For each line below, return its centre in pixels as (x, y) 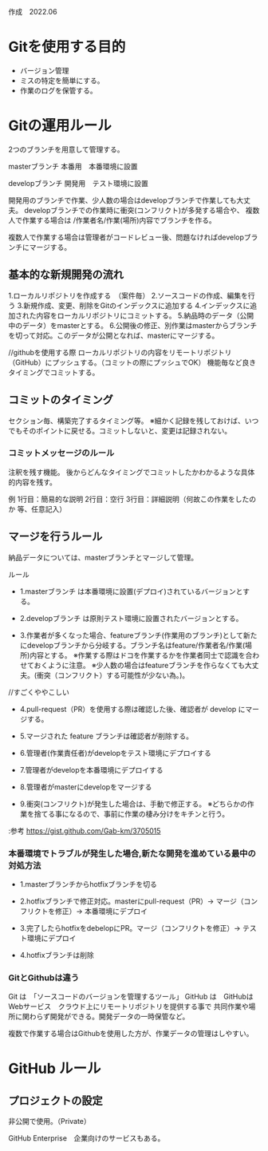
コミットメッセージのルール (61, 453)
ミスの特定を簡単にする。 (62, 80)
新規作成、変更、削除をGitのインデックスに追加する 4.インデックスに (137, 305)
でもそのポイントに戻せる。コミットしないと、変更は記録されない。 (120, 430)
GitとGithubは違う (44, 978)
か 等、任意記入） (37, 508)
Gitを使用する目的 (67, 47)
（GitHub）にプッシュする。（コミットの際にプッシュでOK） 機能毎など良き (132, 362)
